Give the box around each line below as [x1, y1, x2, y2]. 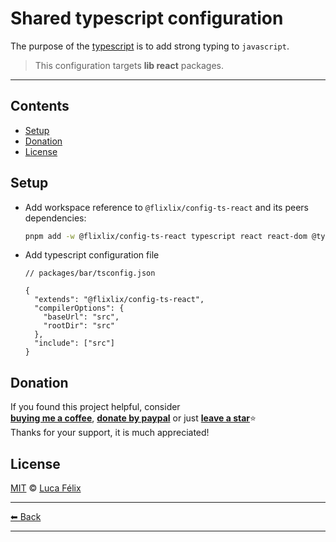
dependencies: [24, 212, 87, 224]
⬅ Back [10, 511, 42, 523]
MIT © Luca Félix [10, 482, 82, 494]
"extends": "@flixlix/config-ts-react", [34, 295, 205, 305]
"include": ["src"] [34, 338, 115, 349]
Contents [10, 98, 70, 115]
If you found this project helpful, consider [10, 401, 181, 413]
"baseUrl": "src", [43, 312, 120, 322]
